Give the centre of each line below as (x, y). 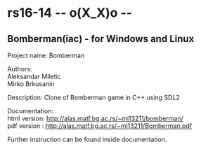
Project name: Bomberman (46, 55)
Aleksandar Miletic (34, 76)
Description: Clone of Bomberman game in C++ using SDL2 (94, 97)
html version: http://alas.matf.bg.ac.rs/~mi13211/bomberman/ (96, 118)
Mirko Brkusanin (31, 84)
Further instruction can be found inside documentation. (87, 139)
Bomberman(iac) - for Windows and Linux (101, 39)
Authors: (20, 69)
